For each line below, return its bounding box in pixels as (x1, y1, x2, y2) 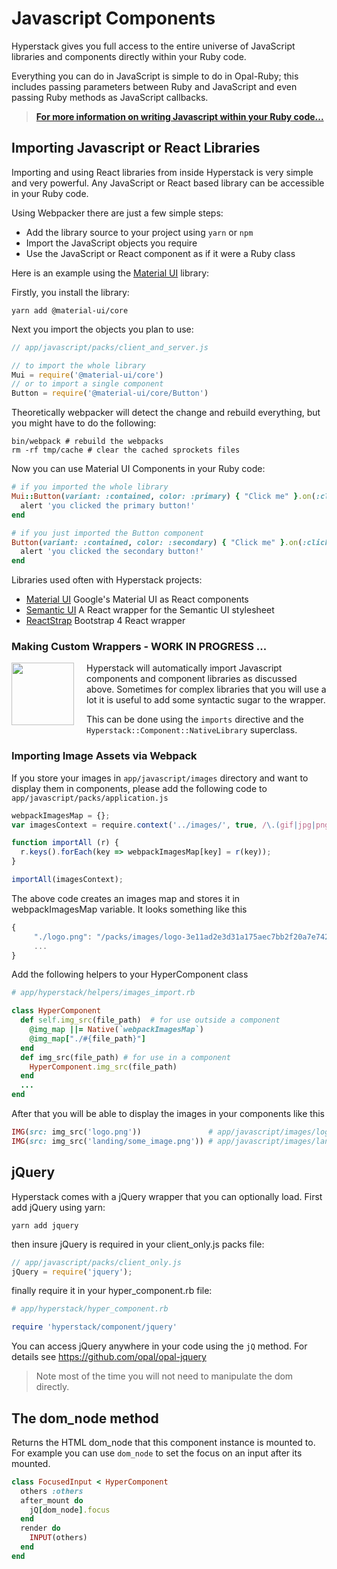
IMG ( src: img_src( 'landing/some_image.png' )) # (11, 1136, 214, 1146)
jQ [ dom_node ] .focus (29, 1505, 111, 1515)
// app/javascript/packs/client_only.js (11, 1257, 183, 1267)
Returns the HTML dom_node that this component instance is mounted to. (11, 1436, 316, 1448)
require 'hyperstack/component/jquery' (11, 1322, 178, 1332)
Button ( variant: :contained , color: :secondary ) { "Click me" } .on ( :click (11, 537, 330, 547)
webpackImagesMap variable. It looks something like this (11, 903, 248, 915)
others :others (20, 1486, 84, 1496)
